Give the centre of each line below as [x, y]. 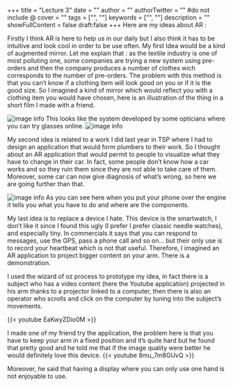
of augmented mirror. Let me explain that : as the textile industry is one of [112, 53]
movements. [25, 306]
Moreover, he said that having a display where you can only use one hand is [116, 369]
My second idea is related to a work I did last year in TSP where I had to [110, 139]
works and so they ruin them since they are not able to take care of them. [112, 169]
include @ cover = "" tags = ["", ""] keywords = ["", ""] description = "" [109, 17]
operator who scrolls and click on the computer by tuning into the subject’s [114, 298]
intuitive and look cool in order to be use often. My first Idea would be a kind [116, 46]
